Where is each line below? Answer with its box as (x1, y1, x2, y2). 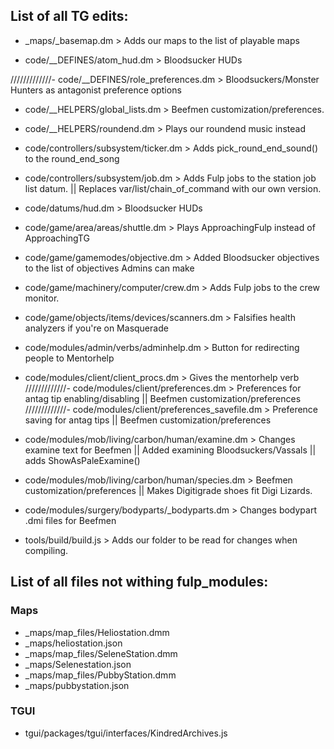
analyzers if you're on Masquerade (24, 322, 169, 334)
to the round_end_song (24, 152, 120, 164)
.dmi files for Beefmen (24, 514, 117, 526)
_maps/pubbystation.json (24, 679, 130, 691)
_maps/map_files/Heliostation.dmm (24, 626, 170, 638)
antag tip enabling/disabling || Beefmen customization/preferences (24, 392, 302, 404)
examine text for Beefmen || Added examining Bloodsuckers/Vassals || (24, 444, 317, 456)
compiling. (24, 544, 69, 556)
